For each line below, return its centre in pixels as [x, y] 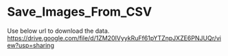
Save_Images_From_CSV [80, 12]
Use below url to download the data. [58, 31]
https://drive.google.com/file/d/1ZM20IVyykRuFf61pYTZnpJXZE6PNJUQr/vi [114, 38]
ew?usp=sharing [31, 45]
